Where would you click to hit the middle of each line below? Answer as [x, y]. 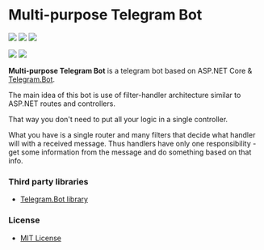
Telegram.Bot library [54, 199]
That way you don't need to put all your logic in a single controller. [118, 119]
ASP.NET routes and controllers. [62, 104]
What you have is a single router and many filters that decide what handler [132, 134]
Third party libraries [48, 181]
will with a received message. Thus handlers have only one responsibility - [132, 143]
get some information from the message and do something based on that [130, 152]
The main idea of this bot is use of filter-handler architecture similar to [125, 95]
